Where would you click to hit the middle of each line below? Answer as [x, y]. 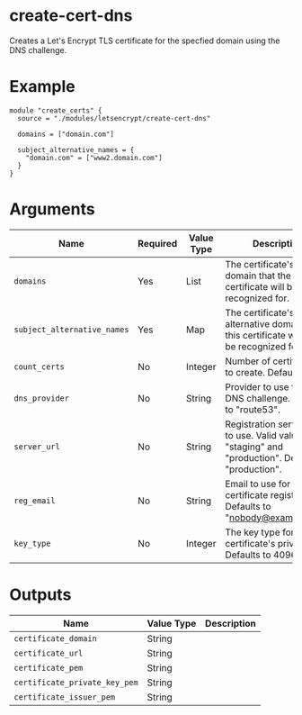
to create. [244, 372]
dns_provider [42, 398]
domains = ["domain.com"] [66, 134]
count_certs [40, 367]
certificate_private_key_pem [76, 682]
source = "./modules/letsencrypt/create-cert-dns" [114, 118]
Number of [248, 361]
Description [231, 623]
